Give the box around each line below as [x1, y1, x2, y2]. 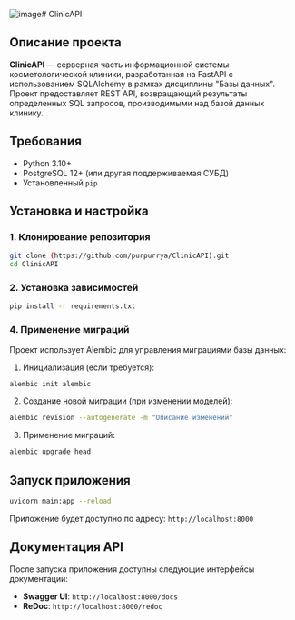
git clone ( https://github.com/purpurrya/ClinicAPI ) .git [9, 251, 230, 261]
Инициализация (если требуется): [22, 362, 154, 373]
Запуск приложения [9, 473, 131, 488]
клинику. [9, 107, 44, 118]
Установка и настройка [9, 204, 149, 219]
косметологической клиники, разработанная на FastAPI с [9, 68, 234, 79]
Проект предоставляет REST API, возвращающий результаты [9, 87, 248, 99]
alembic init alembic [9, 379, 92, 388]
